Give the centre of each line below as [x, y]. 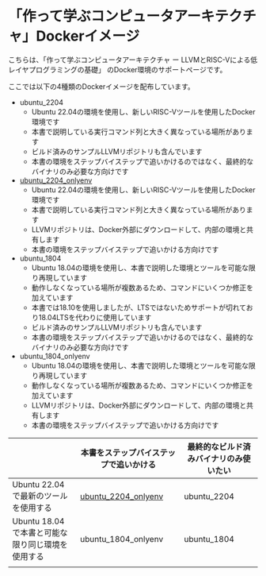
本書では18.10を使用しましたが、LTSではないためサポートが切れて [139, 307]
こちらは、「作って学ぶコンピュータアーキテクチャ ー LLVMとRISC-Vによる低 [133, 60]
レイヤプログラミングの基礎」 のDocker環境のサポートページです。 [118, 69]
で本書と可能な [40, 532]
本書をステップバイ [116, 452]
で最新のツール [40, 496]
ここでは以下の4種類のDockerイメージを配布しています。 [102, 86]
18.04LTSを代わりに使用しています [95, 317]
